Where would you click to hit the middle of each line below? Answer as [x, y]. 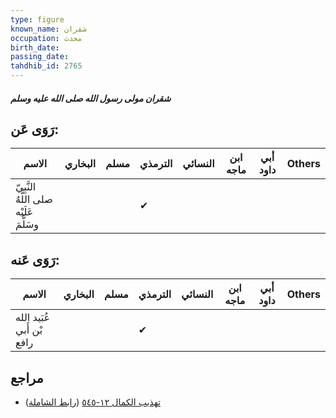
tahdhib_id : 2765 [46, 66]
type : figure [37, 19]
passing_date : [40, 57]
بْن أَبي [29, 330]
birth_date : [35, 47]
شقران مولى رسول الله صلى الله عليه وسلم [91, 98]
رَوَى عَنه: [35, 259]
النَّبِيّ [26, 187]
